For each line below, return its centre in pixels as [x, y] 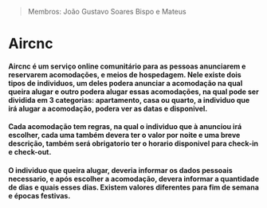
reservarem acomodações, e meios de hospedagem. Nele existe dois [125, 74]
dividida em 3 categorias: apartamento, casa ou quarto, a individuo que [129, 100]
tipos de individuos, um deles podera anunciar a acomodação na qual [126, 83]
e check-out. [30, 152]
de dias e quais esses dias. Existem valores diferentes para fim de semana [133, 187]
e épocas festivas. [39, 195]
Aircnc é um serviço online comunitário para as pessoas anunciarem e [127, 66]
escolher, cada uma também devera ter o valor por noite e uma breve [124, 135]
